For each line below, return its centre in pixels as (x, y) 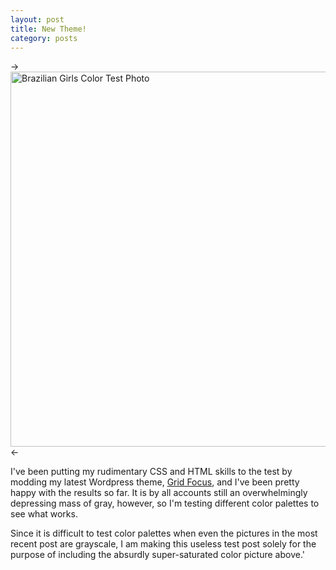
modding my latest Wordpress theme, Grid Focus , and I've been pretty (155, 482)
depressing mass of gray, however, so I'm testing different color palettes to (165, 503)
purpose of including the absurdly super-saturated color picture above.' (157, 555)
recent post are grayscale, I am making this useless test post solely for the (163, 544)
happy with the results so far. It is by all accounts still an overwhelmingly (159, 493)
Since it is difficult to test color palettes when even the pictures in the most (164, 533)
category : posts (44, 38)
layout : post (37, 19)
